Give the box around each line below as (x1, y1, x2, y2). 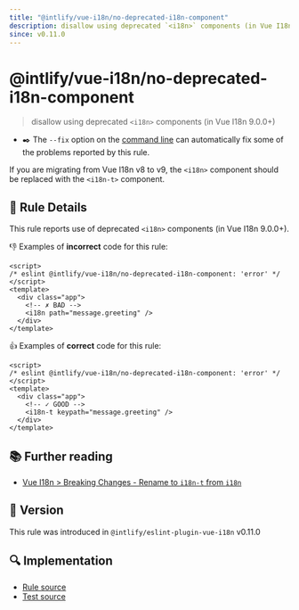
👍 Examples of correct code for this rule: (9, 341, 162, 351)
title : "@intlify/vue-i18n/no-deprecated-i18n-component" (9, 12, 229, 22)
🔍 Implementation (9, 554, 113, 569)
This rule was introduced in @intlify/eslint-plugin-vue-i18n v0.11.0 (9, 526, 261, 537)
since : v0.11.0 (9, 29, 66, 38)
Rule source (21, 581, 67, 592)
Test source (21, 590, 67, 602)
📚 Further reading (9, 449, 113, 464)
